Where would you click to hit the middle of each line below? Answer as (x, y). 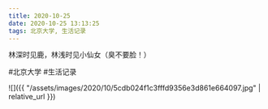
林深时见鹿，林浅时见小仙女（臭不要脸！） (80, 55)
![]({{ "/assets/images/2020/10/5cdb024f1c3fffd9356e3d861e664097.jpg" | (135, 88)
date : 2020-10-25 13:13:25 (54, 23)
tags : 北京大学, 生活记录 (48, 31)
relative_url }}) (32, 97)
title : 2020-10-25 (39, 16)
